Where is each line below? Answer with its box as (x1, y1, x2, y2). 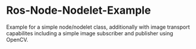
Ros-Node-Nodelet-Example (6, 4, 151, 17)
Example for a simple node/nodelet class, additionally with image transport (6, 23, 190, 30)
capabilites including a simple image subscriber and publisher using (6, 29, 173, 36)
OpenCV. (6, 36, 29, 43)
